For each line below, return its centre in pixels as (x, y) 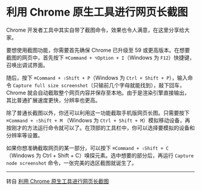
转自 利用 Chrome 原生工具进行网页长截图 (58, 181)
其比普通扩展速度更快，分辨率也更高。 (53, 100)
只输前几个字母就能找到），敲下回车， (139, 85)
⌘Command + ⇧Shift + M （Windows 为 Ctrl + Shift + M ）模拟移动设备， (96, 120)
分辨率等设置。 (25, 135)
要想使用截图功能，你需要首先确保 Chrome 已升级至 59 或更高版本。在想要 (98, 50)
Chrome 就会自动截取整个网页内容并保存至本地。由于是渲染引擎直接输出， (98, 93)
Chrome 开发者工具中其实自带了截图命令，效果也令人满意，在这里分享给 (95, 30)
